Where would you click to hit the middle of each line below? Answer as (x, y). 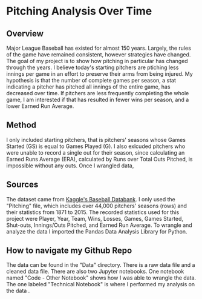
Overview (25, 34)
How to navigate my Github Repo (69, 251)
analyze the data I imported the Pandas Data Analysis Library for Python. (97, 231)
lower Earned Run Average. (40, 106)
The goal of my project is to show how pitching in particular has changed (97, 61)
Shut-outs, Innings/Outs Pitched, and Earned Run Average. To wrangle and (99, 225)
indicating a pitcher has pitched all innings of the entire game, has (88, 87)
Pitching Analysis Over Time (79, 11)
